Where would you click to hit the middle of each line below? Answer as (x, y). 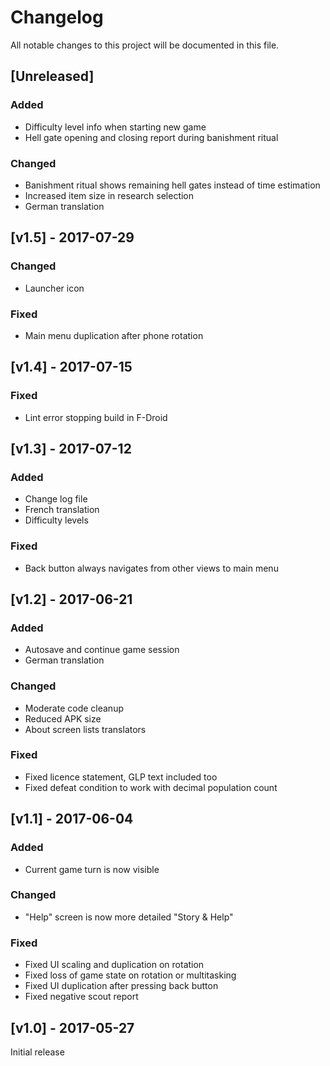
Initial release (37, 1052)
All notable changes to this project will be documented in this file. (145, 45)
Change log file (56, 499)
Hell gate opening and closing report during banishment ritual (151, 137)
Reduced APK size (63, 718)
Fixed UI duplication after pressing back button (121, 986)
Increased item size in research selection (109, 195)
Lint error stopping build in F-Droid (96, 417)
